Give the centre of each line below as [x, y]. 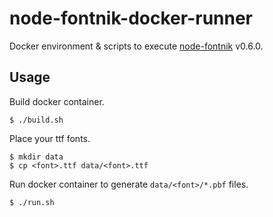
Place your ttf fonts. [50, 138]
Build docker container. [57, 101]
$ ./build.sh [36, 120]
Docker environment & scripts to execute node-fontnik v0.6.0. [136, 46]
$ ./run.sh [32, 202]
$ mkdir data [36, 157]
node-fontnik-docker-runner [131, 18]
